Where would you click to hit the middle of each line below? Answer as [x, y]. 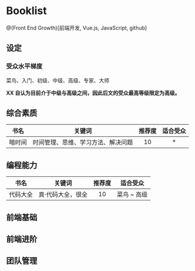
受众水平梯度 [24, 66]
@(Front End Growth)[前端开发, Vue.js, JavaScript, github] [77, 28]
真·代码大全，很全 [63, 195]
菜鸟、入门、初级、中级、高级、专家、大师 [58, 80]
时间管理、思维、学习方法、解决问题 [83, 142]
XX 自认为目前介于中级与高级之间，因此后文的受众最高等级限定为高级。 [93, 93]
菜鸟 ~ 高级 [132, 195]
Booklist [27, 11]
